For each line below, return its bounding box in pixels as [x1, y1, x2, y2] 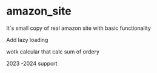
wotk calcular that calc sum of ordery [6, 47, 100, 55]
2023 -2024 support [6, 60, 58, 67]
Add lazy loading [6, 36, 48, 43]
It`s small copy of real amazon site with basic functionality [6, 24, 152, 32]
